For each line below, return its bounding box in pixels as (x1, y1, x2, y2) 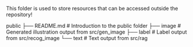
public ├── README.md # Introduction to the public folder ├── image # (6, 23, 181, 29)
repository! (6, 11, 33, 18)
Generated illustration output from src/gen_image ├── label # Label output (6, 28, 187, 35)
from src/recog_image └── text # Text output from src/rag (6, 35, 148, 41)
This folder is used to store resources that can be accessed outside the (6, 5, 178, 12)
